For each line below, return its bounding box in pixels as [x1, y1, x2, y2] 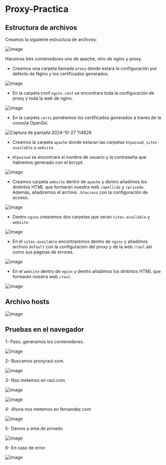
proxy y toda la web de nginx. [12, 96, 73, 101]
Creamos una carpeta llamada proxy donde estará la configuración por [12, 66, 158, 71]
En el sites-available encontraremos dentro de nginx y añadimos [12, 238, 148, 244]
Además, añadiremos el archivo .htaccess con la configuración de [12, 189, 148, 195]
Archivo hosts [5, 298, 50, 306]
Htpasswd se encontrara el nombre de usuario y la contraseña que [12, 154, 147, 160]
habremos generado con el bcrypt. [12, 159, 84, 165]
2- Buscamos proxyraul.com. [5, 357, 65, 364]
